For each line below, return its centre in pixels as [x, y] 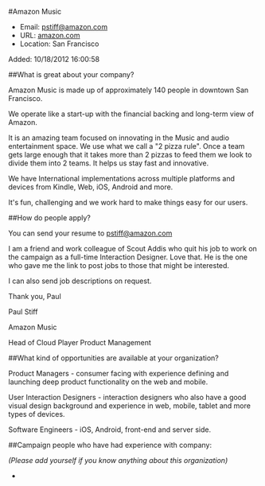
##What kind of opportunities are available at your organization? [113, 358]
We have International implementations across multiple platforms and [122, 179]
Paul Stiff [23, 312]
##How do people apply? [50, 218]
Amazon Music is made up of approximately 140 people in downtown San [129, 90]
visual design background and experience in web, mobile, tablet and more [129, 406]
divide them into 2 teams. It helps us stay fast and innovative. [109, 163]
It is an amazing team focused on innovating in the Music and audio [119, 138]
